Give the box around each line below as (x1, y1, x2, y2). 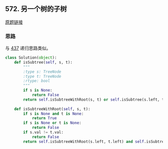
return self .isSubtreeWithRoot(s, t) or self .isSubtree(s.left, (23, 97, 160, 102)
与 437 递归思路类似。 (5, 45, 51, 51)
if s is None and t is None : (23, 111, 84, 116)
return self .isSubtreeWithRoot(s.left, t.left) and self (23, 139, 144, 144)
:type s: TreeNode (23, 69, 61, 74)
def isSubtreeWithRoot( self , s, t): (14, 106, 91, 111)
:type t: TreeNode (23, 74, 61, 79)
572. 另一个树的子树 (5, 5, 67, 14)
